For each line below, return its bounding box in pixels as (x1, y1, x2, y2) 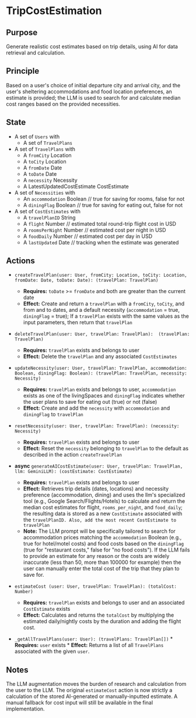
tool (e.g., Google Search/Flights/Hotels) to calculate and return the (23, 498, 185, 505)
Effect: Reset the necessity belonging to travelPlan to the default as (23, 445, 188, 452)
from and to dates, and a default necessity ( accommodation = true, (23, 307, 180, 314)
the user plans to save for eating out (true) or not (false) (23, 399, 157, 406)
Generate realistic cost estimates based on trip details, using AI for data (6, 43, 178, 50)
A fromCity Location (23, 151, 72, 159)
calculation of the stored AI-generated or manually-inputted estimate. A (6, 693, 178, 700)
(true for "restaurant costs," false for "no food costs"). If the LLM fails (23, 546, 190, 553)
